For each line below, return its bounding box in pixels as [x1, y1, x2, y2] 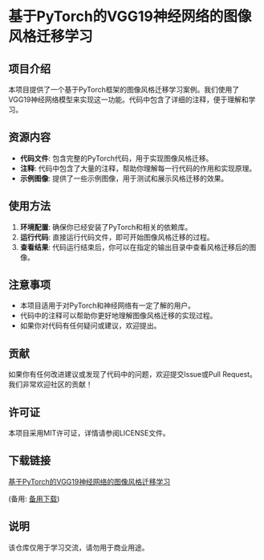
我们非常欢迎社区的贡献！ [8, 379, 93, 390]
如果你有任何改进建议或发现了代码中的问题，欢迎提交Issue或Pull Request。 [8, 370, 257, 379]
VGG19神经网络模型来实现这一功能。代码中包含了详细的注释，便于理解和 [8, 95, 249, 104]
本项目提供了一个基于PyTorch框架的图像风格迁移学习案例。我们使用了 [8, 85, 239, 94]
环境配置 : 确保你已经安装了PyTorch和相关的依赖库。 [19, 222, 193, 231]
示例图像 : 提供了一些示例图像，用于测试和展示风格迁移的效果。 [19, 174, 229, 183]
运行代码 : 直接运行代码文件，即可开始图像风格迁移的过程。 [19, 232, 214, 242]
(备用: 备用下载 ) [8, 493, 60, 503]
